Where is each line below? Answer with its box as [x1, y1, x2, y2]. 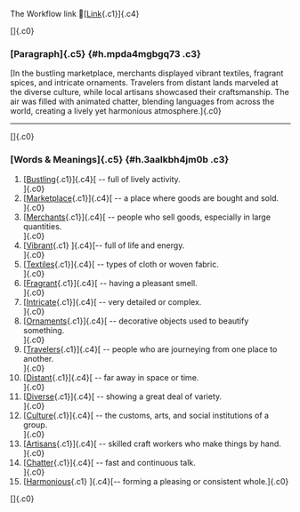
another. [22, 353, 54, 364]
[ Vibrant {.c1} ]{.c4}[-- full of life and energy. [22, 240, 185, 251]
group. [22, 419, 48, 430]
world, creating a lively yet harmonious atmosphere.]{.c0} [10, 106, 222, 116]
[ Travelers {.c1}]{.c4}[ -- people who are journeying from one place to [22, 343, 278, 355]
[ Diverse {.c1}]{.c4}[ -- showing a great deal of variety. [22, 391, 223, 402]
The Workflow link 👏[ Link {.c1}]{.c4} [10, 9, 140, 19]
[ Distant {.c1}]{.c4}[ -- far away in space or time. [22, 372, 199, 382]
